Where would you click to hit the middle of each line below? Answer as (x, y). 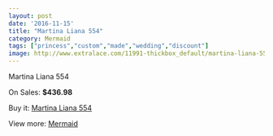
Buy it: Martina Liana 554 (50, 108)
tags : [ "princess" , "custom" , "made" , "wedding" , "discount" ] (108, 46)
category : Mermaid (39, 38)
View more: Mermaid (43, 123)
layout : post (30, 16)
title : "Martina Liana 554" (56, 31)
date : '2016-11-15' (41, 23)
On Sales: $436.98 (41, 92)
